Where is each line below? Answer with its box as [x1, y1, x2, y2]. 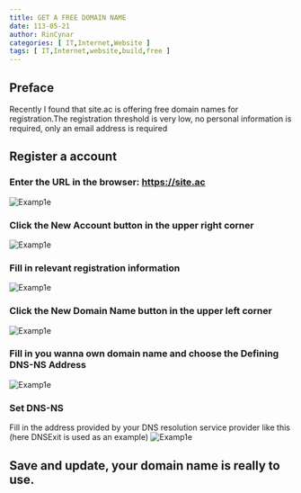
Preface [9, 80, 55, 95]
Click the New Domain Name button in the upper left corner [9, 305, 272, 318]
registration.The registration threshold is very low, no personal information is [9, 113, 292, 124]
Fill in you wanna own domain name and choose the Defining [9, 347, 279, 360]
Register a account [9, 149, 118, 165]
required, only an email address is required [9, 122, 168, 133]
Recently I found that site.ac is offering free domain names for [9, 103, 239, 114]
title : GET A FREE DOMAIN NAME [9, 13, 127, 22]
